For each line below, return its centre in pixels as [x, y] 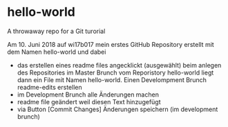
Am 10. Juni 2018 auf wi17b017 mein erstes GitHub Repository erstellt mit [111, 44]
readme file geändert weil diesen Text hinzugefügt [89, 101]
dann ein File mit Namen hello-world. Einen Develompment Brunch [112, 79]
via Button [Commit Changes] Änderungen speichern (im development [117, 109]
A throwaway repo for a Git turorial [56, 31]
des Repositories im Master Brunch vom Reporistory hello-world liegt [115, 72]
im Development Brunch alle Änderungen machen [88, 95]
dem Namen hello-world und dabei [57, 52]
